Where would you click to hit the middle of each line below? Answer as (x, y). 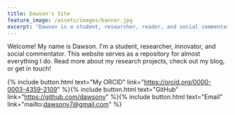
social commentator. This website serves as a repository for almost (104, 54)
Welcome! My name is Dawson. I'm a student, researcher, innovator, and (112, 47)
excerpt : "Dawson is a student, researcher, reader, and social (103, 26)
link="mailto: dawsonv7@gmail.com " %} (65, 105)
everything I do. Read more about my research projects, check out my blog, (116, 61)
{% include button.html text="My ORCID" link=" (76, 82)
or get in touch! (29, 69)
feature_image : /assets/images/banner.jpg (70, 20)
